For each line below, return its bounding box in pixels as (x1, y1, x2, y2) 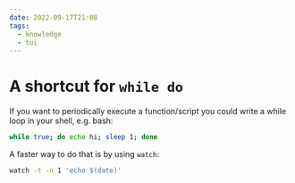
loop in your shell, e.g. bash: (9, 115, 114, 126)
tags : (9, 21, 29, 30)
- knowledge (17, 29, 63, 38)
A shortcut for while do (9, 77, 183, 96)
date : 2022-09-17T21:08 (9, 12, 98, 22)
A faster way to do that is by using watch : (9, 149, 159, 160)
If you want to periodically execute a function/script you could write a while (9, 106, 287, 117)
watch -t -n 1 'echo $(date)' (9, 166, 122, 175)
